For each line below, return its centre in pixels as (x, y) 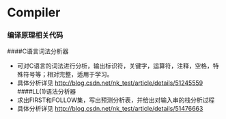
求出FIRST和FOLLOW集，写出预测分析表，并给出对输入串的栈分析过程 (116, 100)
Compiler (34, 13)
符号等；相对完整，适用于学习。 (68, 75)
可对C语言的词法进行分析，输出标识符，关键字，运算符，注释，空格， (115, 66)
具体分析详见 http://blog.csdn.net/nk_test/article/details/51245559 (110, 83)
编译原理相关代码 (35, 36)
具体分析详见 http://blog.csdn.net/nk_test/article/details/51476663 (110, 109)
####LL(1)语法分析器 (46, 92)
